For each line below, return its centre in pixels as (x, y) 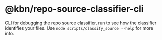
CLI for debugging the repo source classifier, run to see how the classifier (81, 23)
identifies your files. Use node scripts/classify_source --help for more (79, 28)
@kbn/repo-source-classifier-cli (74, 9)
